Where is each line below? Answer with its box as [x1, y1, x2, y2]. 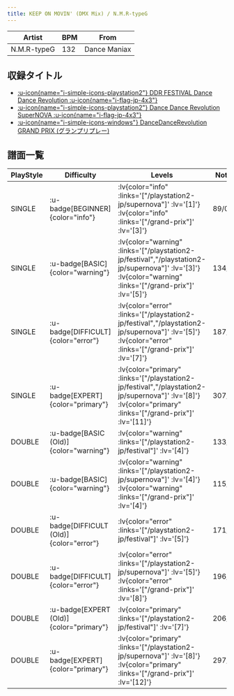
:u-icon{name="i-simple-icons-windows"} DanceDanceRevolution [17, 118, 208, 126]
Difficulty [64, 171, 97, 180]
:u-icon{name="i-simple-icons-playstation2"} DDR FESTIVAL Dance [17, 89, 212, 97]
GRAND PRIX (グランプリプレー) [17, 126, 110, 135]
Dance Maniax [84, 44, 132, 54]
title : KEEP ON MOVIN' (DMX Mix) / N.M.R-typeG [7, 10, 148, 17]
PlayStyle [10, 171, 43, 180]
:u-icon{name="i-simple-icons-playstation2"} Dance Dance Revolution [17, 103, 221, 112]
